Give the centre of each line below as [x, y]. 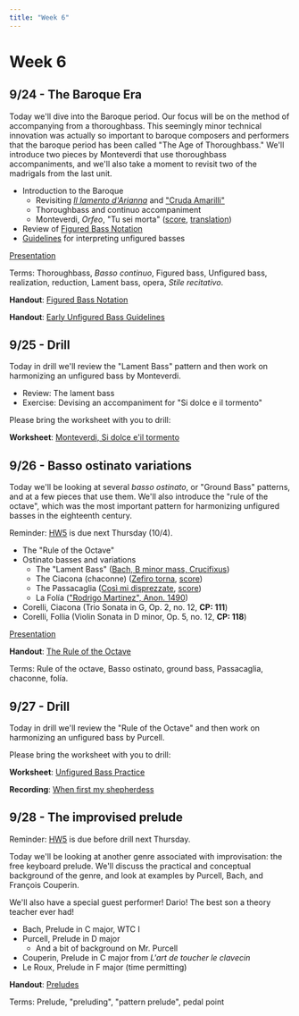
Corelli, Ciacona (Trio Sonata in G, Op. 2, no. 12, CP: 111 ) [125, 607]
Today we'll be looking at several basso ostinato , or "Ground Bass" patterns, [150, 487]
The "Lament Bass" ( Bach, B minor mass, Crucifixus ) [133, 570]
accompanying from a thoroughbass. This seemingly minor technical [135, 125]
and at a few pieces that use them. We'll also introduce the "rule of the [139, 496]
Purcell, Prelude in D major [71, 938]
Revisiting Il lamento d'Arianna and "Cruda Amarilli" [130, 200]
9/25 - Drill [40, 345]
